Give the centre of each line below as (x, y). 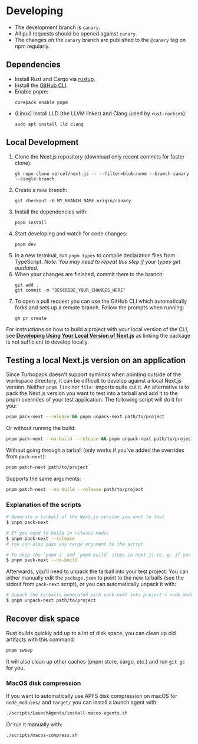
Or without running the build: (41, 428)
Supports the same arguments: (44, 478)
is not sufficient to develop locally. (48, 342)
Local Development (42, 142)
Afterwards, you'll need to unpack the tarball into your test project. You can (97, 571)
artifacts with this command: (41, 639)
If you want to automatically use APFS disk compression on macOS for (92, 696)
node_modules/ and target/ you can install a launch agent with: (82, 703)
